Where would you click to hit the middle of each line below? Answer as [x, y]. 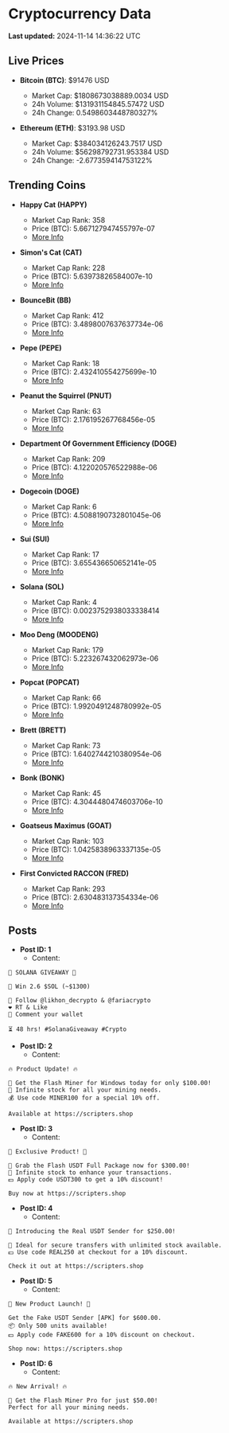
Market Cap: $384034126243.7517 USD [97, 143]
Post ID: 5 [36, 1281]
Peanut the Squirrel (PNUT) [66, 396]
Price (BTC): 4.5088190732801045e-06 [96, 515]
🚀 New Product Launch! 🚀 [49, 1304]
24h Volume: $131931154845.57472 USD [98, 103]
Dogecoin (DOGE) [49, 491]
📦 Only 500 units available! [58, 1326]
